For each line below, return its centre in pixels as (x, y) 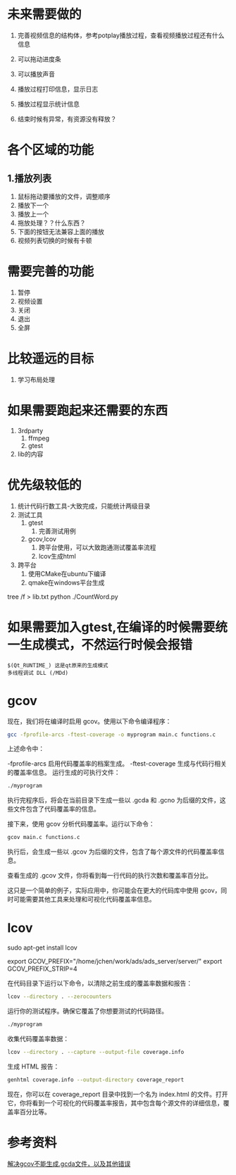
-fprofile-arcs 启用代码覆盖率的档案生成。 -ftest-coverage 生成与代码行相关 (117, 764)
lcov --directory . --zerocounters (60, 997)
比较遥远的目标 (51, 359)
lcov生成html (57, 556)
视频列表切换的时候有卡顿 (55, 240)
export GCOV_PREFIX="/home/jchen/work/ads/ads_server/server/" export (115, 962)
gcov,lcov (42, 539)
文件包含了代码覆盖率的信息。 (56, 809)
